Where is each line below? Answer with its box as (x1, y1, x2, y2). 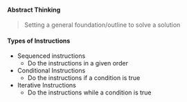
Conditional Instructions (17, 66, 86, 75)
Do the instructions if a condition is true (27, 74, 141, 82)
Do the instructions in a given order (27, 59, 128, 68)
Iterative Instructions (17, 81, 76, 90)
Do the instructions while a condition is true (27, 88, 152, 96)
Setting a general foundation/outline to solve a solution (24, 21, 181, 29)
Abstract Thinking (7, 6, 61, 14)
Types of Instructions (7, 37, 71, 45)
